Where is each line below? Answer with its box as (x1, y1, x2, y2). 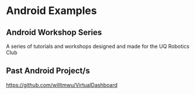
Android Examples (6, 4, 97, 18)
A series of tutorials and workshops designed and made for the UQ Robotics (6, 43, 190, 50)
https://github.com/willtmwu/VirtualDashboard (6, 81, 118, 88)
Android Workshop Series (6, 27, 102, 37)
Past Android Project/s (6, 66, 90, 76)
